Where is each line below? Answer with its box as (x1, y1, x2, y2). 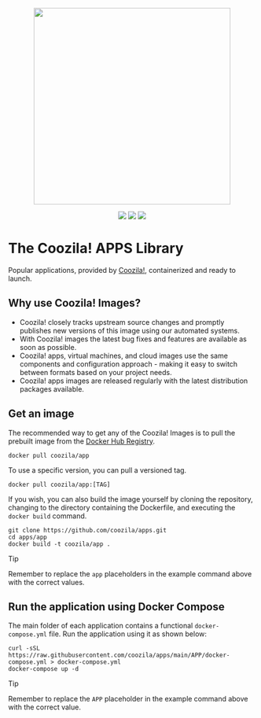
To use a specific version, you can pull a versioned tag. (8, 465, 187, 475)
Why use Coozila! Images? (8, 296, 142, 310)
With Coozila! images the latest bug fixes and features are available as (19, 334, 248, 344)
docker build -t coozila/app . (8, 539, 111, 548)
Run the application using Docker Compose (8, 600, 226, 613)
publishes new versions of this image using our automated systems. (19, 326, 240, 335)
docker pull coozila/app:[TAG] (8, 481, 111, 488)
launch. (8, 274, 33, 283)
